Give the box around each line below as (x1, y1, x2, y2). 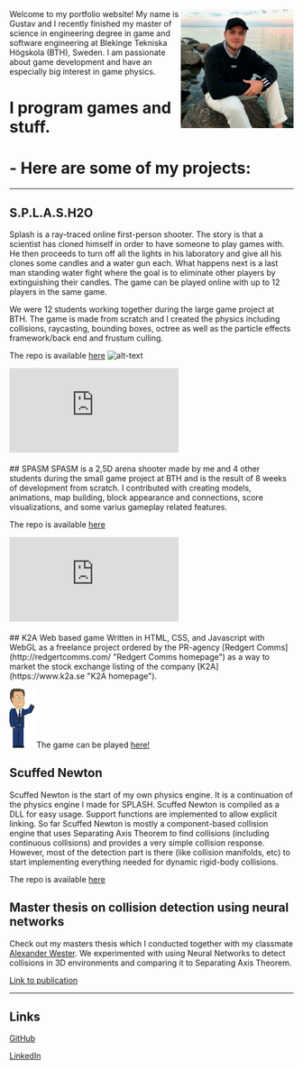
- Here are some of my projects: (9, 158, 252, 178)
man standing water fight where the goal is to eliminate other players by (9, 267, 277, 278)
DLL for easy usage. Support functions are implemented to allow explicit (9, 809, 278, 819)
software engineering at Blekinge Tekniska (9, 38, 168, 48)
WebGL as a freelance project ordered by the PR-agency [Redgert (9, 642, 255, 653)
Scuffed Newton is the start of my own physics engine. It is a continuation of (9, 789, 293, 800)
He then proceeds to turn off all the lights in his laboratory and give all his (9, 248, 282, 259)
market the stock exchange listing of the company (9, 661, 196, 672)
